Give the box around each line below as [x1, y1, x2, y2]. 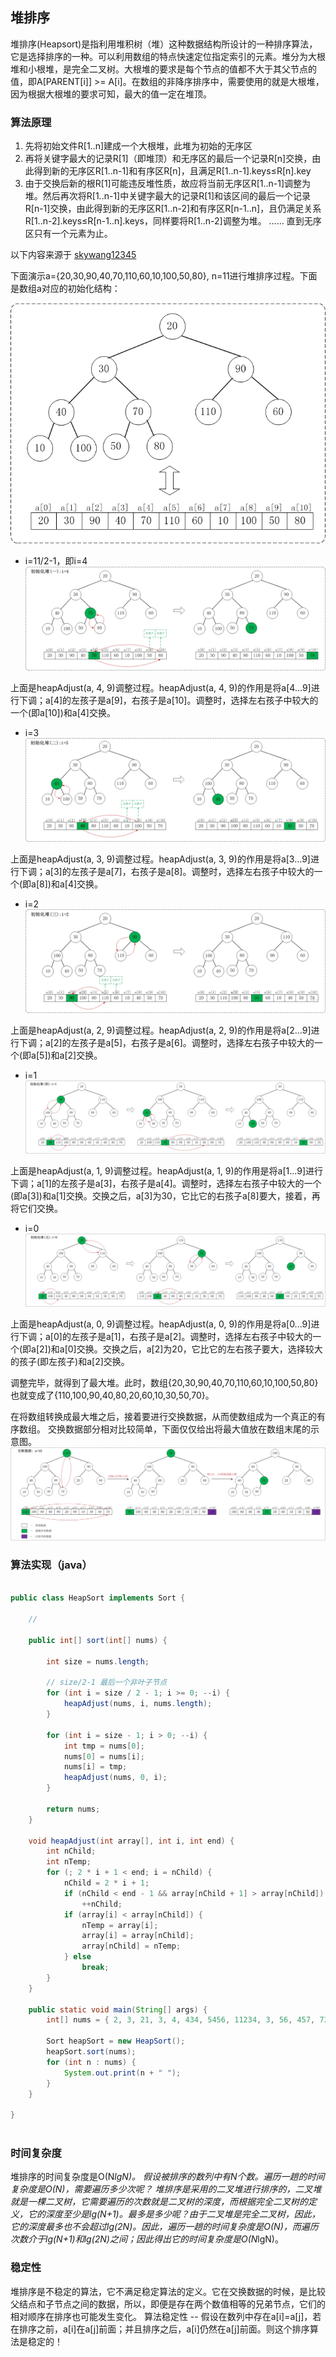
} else [63, 1952, 92, 1962]
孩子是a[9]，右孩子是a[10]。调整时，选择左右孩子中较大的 [79, 694, 319, 706]
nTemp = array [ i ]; [81, 1920, 159, 1930]
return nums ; [46, 1804, 101, 1814]
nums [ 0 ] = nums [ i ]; [63, 1751, 145, 1762]
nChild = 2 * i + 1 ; [63, 1878, 150, 1888]
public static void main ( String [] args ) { [28, 2004, 208, 2015]
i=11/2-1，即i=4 [24, 554, 88, 567]
